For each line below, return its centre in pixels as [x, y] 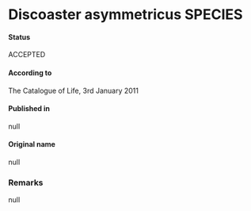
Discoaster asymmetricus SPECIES [125, 15]
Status [19, 36]
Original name [32, 144]
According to [30, 72]
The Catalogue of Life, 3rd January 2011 [73, 90]
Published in [29, 109]
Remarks [26, 182]
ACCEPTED [27, 55]
